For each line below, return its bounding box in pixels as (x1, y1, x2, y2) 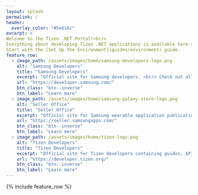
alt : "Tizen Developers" (16, 139, 78, 146)
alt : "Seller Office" (16, 101, 70, 107)
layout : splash (6, 8, 44, 15)
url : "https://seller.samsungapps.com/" (16, 118, 117, 124)
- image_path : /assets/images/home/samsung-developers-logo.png (11, 58, 173, 63)
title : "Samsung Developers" (16, 69, 88, 75)
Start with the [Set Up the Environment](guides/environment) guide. (6, 47, 181, 53)
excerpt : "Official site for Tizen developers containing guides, (16, 150, 183, 156)
